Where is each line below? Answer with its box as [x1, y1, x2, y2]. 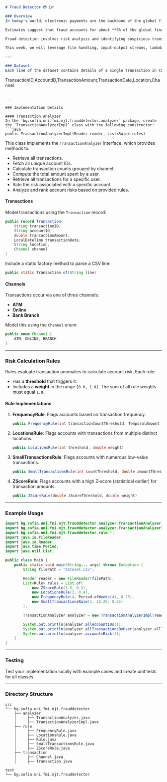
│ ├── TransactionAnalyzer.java [14, 715, 90, 720]
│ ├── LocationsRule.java [14, 733, 77, 738]
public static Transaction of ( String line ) [5, 270, 97, 275]
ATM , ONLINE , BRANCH [14, 336, 57, 341]
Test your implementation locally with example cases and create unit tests [5, 668, 157, 674]
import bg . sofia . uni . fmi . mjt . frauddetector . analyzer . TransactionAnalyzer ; [5, 521, 164, 526]
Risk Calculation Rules [5, 357, 61, 364]
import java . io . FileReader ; [5, 534, 64, 540]
